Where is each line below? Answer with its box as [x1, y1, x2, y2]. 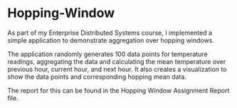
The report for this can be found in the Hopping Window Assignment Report [7, 86, 230, 94]
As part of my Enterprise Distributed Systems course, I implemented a [7, 28, 212, 37]
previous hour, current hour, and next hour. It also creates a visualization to [7, 65, 227, 73]
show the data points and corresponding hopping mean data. [7, 72, 187, 81]
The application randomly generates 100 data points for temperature [7, 50, 208, 58]
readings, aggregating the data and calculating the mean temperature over [7, 57, 226, 65]
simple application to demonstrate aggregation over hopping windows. [7, 36, 215, 44]
